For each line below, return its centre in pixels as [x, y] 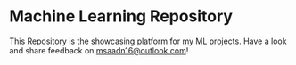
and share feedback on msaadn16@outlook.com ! [99, 50]
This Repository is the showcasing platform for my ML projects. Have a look [148, 41]
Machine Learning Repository [121, 16]
